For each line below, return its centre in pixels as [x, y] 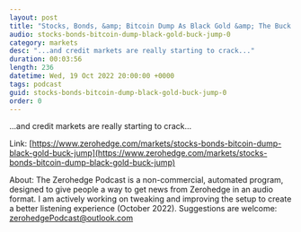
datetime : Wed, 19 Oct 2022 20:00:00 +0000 [92, 76]
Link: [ [21, 143]
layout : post [34, 17]
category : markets [44, 43]
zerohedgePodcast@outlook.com [71, 218]
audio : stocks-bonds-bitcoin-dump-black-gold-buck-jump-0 [120, 34]
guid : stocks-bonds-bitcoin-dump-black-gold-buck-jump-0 [118, 92]
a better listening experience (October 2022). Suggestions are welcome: [143, 209]
